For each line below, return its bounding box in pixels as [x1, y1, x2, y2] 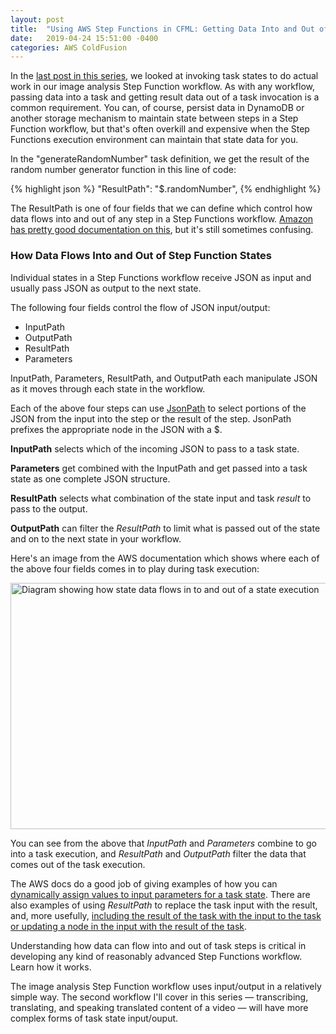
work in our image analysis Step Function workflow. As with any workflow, [10, 81, 316, 93]
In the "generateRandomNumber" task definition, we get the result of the [10, 153, 310, 165]
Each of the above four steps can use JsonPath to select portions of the [10, 402, 307, 414]
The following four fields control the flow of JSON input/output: [10, 301, 271, 313]
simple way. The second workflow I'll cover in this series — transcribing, [10, 991, 309, 1003]
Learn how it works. [10, 961, 92, 973]
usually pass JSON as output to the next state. [10, 282, 202, 294]
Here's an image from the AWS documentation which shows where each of [10, 552, 320, 564]
